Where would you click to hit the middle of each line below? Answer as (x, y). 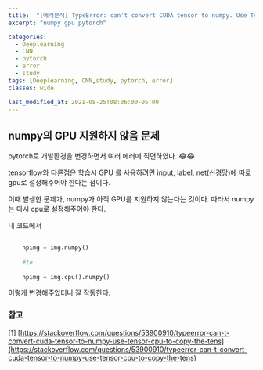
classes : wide (31, 88)
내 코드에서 (25, 226)
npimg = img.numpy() (56, 248)
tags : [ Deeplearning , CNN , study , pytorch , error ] (91, 80)
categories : (27, 37)
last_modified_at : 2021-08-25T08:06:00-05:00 (83, 102)
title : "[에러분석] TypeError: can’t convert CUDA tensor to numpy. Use (128, 15)
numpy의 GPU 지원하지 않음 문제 (84, 135)
